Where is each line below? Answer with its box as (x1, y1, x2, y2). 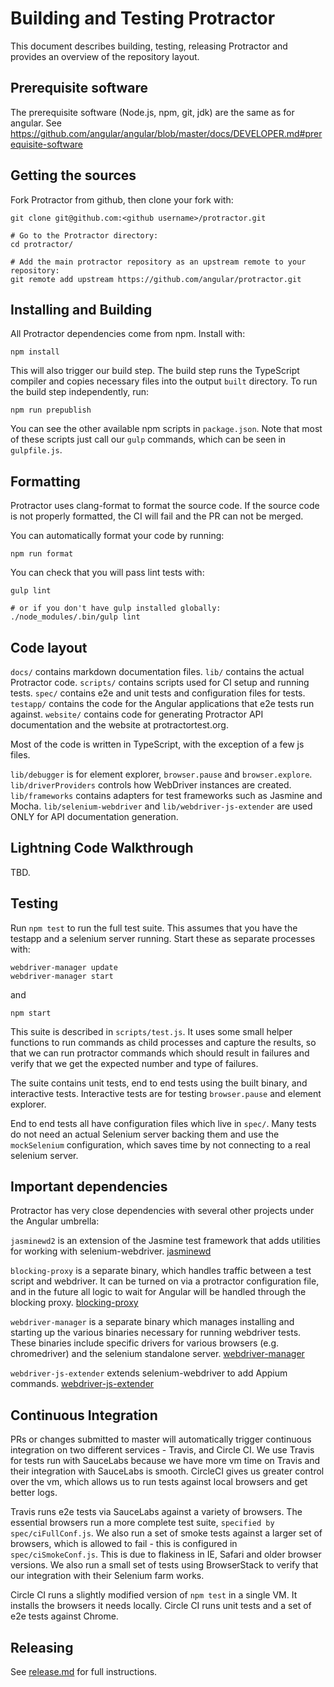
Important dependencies (10, 1178, 168, 1196)
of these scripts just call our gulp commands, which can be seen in (10, 433, 287, 446)
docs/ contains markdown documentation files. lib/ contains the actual (10, 666, 305, 677)
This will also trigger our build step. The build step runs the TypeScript (10, 365, 300, 377)
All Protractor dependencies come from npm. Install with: (10, 328, 246, 340)
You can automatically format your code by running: (10, 530, 225, 542)
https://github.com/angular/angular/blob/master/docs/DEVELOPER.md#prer (10, 127, 323, 139)
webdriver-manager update (10, 962, 118, 972)
